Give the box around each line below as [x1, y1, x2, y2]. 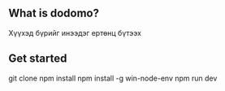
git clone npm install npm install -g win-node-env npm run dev [8, 73, 218, 83]
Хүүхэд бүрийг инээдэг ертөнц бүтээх [8, 28, 142, 37]
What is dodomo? [8, 6, 100, 20]
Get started [8, 52, 67, 66]
